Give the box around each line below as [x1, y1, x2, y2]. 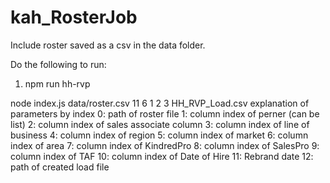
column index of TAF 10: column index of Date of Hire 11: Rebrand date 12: [10, 150, 314, 162]
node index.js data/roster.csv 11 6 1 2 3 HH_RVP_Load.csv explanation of [10, 97, 310, 109]
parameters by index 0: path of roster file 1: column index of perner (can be [10, 107, 320, 120]
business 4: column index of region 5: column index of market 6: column [10, 129, 309, 141]
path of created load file [10, 161, 110, 173]
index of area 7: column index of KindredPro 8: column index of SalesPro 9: [10, 139, 320, 151]
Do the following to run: [10, 58, 107, 70]
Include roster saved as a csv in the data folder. [10, 39, 206, 51]
